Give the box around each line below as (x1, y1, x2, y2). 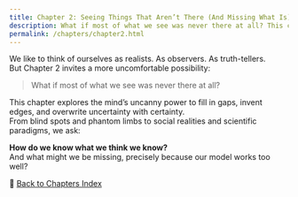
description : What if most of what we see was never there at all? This (9, 21, 284, 30)
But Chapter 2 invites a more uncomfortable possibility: (9, 63, 211, 73)
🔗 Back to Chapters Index (9, 178, 102, 189)
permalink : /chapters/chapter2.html (9, 29, 145, 38)
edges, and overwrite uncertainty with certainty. (9, 107, 185, 117)
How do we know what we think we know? (9, 142, 169, 153)
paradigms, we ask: (9, 125, 82, 136)
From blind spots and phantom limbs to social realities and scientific (9, 116, 257, 126)
